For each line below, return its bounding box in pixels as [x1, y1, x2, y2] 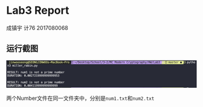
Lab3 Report [6, 4, 69, 17]
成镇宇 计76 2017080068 [6, 24, 68, 31]
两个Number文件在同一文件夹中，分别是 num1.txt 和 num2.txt [6, 94, 155, 102]
